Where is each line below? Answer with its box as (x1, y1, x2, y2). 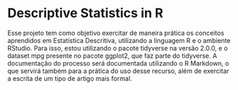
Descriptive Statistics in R (7, 5, 164, 21)
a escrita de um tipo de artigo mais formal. (7, 74, 132, 83)
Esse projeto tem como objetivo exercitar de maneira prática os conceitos (7, 29, 224, 37)
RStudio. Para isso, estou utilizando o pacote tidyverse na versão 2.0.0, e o (7, 44, 228, 52)
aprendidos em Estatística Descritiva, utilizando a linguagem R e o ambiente (7, 36, 231, 44)
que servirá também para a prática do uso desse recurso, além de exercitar (7, 66, 229, 75)
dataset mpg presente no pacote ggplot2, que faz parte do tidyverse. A (7, 51, 217, 60)
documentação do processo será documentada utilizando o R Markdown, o (7, 59, 229, 67)
